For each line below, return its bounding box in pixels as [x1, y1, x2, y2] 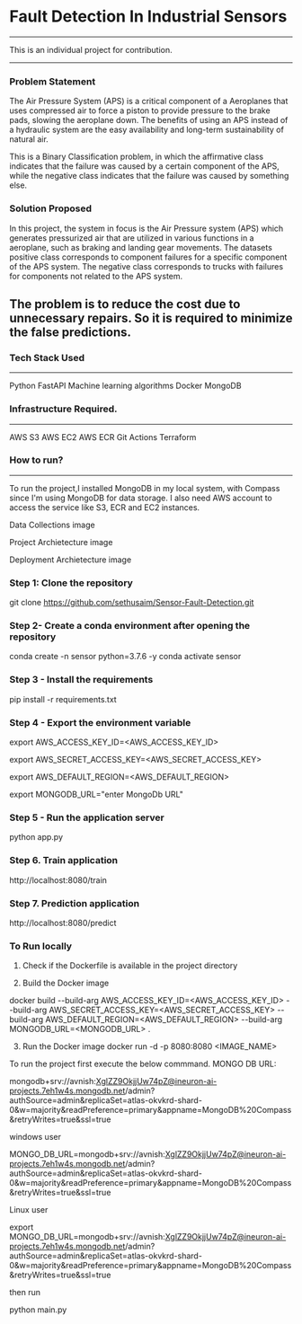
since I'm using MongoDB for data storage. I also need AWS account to [9, 492, 272, 503]
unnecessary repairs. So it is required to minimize [9, 310, 293, 325]
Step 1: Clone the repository [9, 577, 133, 589]
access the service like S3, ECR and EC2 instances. [9, 501, 200, 513]
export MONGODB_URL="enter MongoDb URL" [9, 789, 184, 799]
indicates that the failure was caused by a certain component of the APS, [9, 161, 280, 172]
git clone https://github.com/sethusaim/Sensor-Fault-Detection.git [9, 597, 254, 608]
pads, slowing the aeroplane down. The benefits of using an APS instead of [9, 115, 289, 126]
